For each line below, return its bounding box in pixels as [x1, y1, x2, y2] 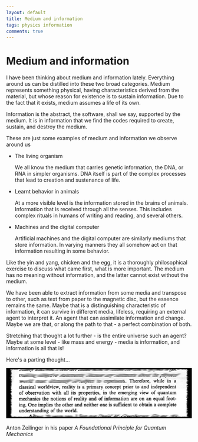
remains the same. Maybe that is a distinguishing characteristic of [6, 302, 166, 309]
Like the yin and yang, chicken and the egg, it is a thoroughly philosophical [6, 259, 187, 266]
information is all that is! [6, 345, 64, 352]
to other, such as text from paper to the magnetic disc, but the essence [6, 296, 179, 303]
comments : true [6, 28, 44, 34]
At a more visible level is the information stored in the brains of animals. [14, 199, 189, 207]
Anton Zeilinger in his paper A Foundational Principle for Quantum [6, 424, 167, 431]
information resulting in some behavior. [14, 247, 110, 254]
